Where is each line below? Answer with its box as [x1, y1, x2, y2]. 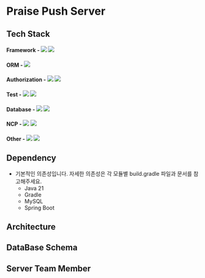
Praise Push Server [6, 4, 106, 18]
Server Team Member [6, 263, 91, 274]
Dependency [6, 153, 56, 163]
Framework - [6, 47, 40, 54]
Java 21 [24, 184, 44, 192]
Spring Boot [24, 204, 55, 211]
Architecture [6, 222, 56, 232]
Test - [6, 91, 22, 98]
